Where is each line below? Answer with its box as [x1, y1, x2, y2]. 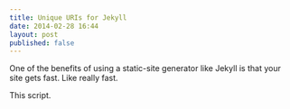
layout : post [9, 30, 59, 39]
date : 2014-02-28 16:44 [9, 22, 99, 31]
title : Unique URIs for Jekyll [9, 13, 127, 23]
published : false [9, 38, 75, 48]
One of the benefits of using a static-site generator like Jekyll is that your [9, 63, 282, 74]
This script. [9, 90, 51, 101]
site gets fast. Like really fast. [9, 73, 119, 84]
